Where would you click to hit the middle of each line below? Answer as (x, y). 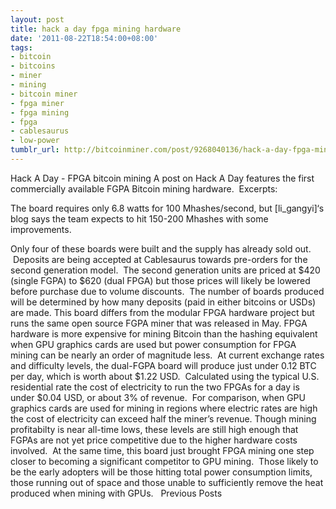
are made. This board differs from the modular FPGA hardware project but (162, 312)
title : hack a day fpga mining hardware (96, 29)
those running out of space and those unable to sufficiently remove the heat (167, 482)
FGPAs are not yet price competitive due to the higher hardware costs (154, 440)
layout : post (37, 19)
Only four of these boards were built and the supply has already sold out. (161, 248)
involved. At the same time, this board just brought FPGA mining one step (162, 450)
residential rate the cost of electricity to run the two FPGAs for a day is (155, 387)
